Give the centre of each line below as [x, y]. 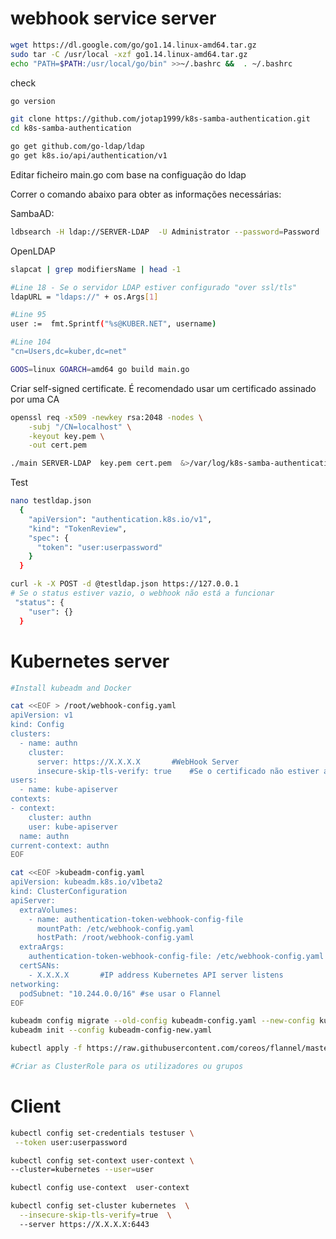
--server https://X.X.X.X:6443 [84, 1224]
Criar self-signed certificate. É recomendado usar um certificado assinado [163, 388]
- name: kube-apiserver [68, 790]
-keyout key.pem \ [66, 436]
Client [36, 1106]
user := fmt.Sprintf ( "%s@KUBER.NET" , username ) [113, 324]
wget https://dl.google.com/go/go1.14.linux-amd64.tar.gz [133, 45]
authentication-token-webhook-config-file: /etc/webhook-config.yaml [176, 957]
